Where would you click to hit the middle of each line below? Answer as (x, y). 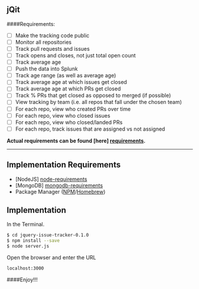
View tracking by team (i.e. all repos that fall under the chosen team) (98, 102)
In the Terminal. (26, 225)
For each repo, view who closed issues (63, 115)
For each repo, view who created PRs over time (73, 109)
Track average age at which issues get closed (71, 82)
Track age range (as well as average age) (66, 76)
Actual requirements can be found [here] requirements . (76, 141)
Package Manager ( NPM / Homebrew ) (60, 191)
